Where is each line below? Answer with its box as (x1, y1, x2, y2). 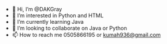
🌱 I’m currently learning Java (11, 18, 84, 25)
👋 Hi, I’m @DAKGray (11, 6, 62, 12)
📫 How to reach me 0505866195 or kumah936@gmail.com (11, 32, 161, 38)
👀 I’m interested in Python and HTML (11, 12, 104, 19)
